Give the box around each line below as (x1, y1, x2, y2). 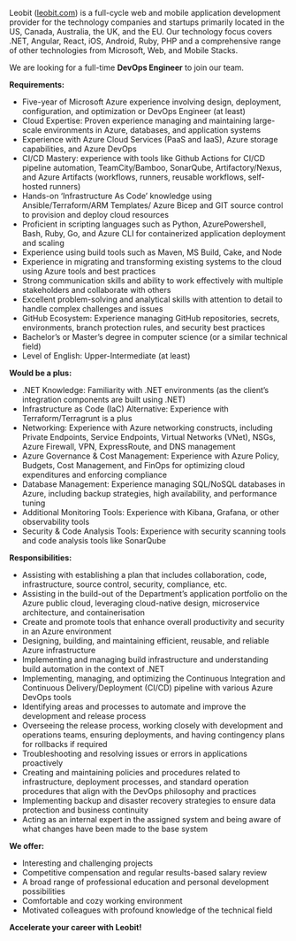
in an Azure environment (21, 626, 112, 636)
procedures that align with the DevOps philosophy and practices (21, 786, 257, 796)
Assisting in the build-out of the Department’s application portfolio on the (21, 589, 288, 598)
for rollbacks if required (21, 739, 108, 749)
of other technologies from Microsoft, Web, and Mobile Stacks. (9, 45, 239, 56)
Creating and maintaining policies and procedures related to (21, 767, 240, 777)
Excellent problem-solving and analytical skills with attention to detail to (21, 294, 283, 305)
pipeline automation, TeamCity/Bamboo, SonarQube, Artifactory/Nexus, (21, 163, 283, 173)
